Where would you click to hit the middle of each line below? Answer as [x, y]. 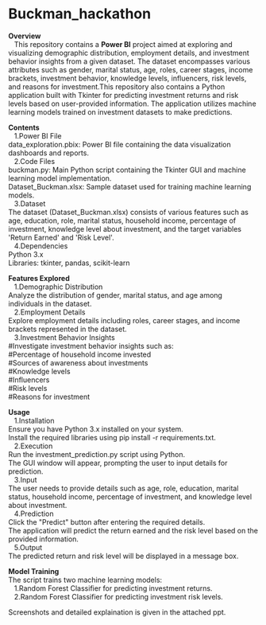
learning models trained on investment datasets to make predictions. [120, 111]
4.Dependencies [41, 246]
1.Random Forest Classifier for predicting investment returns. [113, 588]
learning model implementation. [60, 178]
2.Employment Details [50, 312]
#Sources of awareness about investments [78, 362]
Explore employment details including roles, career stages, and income [124, 320]
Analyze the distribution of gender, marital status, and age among [115, 295]
